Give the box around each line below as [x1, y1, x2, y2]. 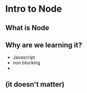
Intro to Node [5, 3, 62, 15]
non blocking [12, 60, 40, 66]
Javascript [12, 54, 35, 60]
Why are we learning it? [5, 40, 82, 49]
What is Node [5, 24, 50, 32]
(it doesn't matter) [5, 80, 65, 88]
